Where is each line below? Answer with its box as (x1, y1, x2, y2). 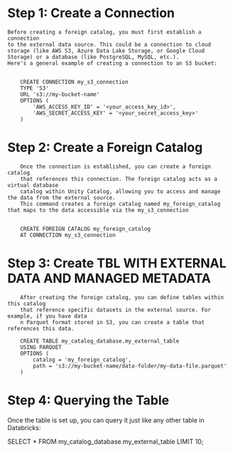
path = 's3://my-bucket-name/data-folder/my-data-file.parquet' (33, 362, 227, 370)
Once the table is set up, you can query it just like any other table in (7, 415, 205, 425)
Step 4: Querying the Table (7, 392, 169, 408)
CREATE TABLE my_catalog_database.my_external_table (20, 337, 180, 345)
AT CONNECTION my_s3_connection (20, 231, 116, 239)
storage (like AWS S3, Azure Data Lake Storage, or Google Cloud (7, 47, 205, 54)
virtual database (7, 182, 59, 189)
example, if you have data (7, 312, 87, 320)
